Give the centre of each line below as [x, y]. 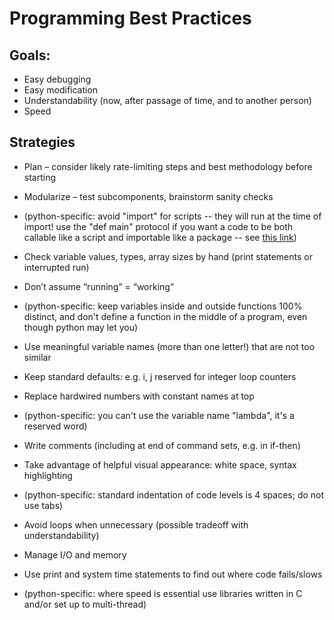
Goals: [30, 55]
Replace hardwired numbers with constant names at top [139, 396]
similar [37, 357]
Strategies [42, 142]
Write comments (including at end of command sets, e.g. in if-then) [162, 445]
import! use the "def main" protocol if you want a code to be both [158, 226]
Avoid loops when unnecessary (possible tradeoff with [136, 524]
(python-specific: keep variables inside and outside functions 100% [163, 306]
